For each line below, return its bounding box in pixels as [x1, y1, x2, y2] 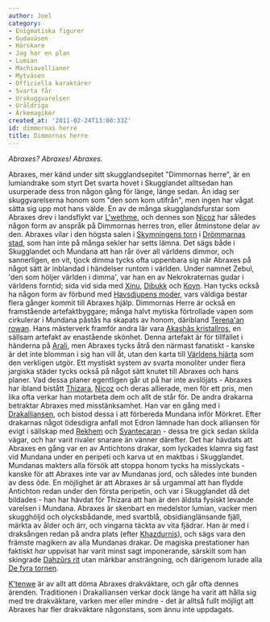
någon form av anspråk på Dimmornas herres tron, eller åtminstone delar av [8, 221, 260, 230]
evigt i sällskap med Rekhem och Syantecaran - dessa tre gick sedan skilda [8, 426, 260, 436]
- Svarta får [8, 86, 52, 95]
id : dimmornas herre [8, 124, 78, 132]
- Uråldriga [8, 102, 48, 110]
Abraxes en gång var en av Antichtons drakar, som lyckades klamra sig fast [8, 443, 259, 453]
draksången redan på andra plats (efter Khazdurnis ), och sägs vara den [8, 529, 246, 538]
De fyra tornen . [8, 563, 59, 573]
